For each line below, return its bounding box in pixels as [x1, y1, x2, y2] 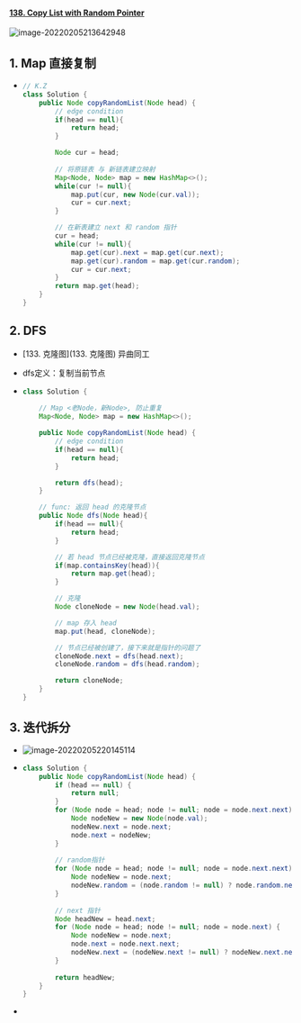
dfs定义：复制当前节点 [22, 367, 106, 378]
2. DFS [9, 323, 47, 339]
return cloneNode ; [55, 676, 124, 685]
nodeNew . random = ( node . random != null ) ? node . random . [70, 881, 285, 891]
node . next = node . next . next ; [70, 939, 181, 949]
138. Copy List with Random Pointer [9, 7, 146, 18]
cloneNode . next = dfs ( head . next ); [55, 651, 184, 661]
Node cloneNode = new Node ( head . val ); [55, 602, 200, 611]
